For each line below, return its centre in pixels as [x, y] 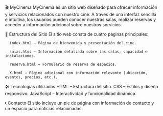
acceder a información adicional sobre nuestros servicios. [64, 25]
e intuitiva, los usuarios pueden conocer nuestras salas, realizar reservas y [81, 19]
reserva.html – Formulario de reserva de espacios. [63, 64]
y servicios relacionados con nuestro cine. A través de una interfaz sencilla [81, 14]
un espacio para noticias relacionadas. [44, 108]
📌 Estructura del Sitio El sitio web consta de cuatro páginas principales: [77, 34]
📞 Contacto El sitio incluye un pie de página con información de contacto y [80, 103]
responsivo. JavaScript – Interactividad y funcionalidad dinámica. [71, 94]
